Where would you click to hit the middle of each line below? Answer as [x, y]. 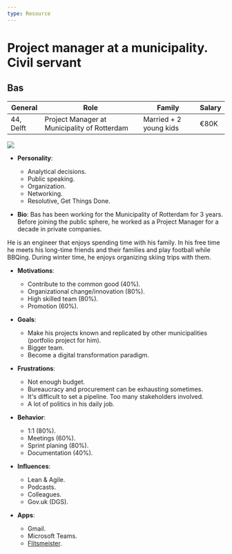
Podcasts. [42, 487]
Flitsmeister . [45, 543]
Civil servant [44, 62]
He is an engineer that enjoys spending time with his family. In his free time [114, 242]
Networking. [45, 193]
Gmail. [37, 528]
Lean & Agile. [46, 479]
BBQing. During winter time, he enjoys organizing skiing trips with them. [109, 257]
